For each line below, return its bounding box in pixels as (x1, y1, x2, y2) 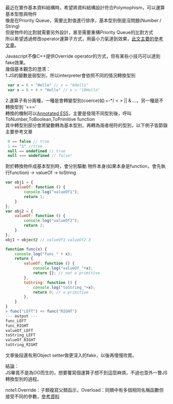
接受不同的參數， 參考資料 (5, 393, 60, 399)
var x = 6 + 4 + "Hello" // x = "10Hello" (7, 87, 100, 93)
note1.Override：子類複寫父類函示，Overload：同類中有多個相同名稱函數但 (5, 387, 164, 393)
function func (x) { (5, 247, 47, 252)
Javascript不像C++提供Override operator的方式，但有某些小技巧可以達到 (5, 53, 161, 59)
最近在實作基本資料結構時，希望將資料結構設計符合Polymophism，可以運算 (5, 5, 165, 10)
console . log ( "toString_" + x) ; (32, 285, 96, 290)
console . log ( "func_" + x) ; (14, 251, 73, 256)
